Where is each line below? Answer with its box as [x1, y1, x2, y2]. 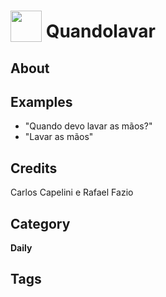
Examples [10, 93, 73, 110]
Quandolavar [45, 20, 156, 43]
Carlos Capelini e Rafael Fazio [10, 186, 134, 199]
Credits [10, 160, 58, 177]
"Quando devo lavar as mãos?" [24, 120, 153, 132]
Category [10, 215, 71, 232]
